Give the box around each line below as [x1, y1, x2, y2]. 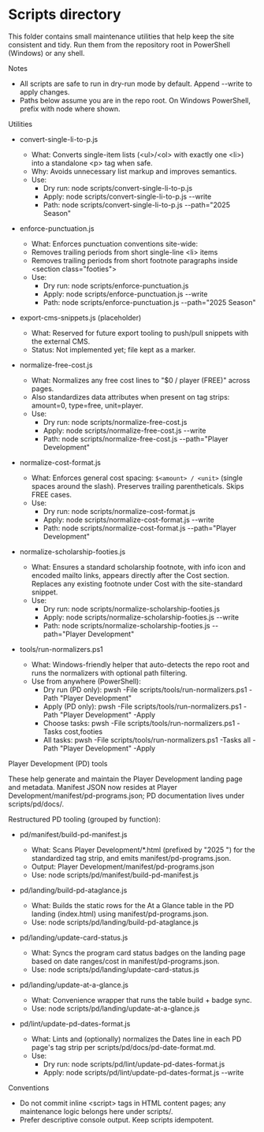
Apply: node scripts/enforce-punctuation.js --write [43, 289, 208, 299]
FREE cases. [31, 490, 73, 499]
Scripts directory [8, 6, 121, 24]
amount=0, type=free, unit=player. [31, 400, 143, 410]
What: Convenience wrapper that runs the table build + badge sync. [31, 995, 252, 1004]
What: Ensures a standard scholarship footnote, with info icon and [31, 562, 246, 572]
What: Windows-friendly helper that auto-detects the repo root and [31, 660, 250, 669]
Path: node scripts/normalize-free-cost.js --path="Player [43, 434, 229, 443]
